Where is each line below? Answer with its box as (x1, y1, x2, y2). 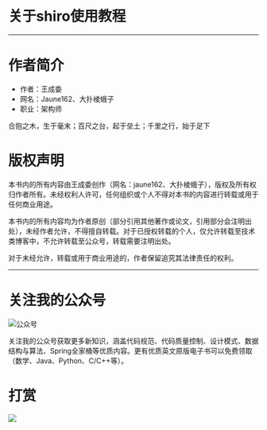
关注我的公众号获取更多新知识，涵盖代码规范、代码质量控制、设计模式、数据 (8, 335, 259, 346)
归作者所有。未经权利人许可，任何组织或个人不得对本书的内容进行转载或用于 (8, 189, 259, 199)
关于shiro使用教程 (8, 7, 126, 25)
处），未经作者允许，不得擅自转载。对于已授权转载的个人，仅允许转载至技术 (8, 226, 256, 235)
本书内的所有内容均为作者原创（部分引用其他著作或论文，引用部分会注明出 (8, 216, 252, 226)
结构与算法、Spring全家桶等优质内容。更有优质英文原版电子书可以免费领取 (8, 346, 253, 355)
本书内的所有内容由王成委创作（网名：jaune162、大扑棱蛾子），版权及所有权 (8, 180, 257, 189)
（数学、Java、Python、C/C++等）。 (8, 355, 129, 366)
